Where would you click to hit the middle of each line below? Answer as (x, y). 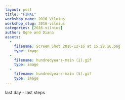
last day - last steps (25, 92)
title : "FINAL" (21, 14)
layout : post (19, 10)
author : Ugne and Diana (30, 33)
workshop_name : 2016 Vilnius (35, 19)
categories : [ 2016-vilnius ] (34, 28)
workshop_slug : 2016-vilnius (35, 23)
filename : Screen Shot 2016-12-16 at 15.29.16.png (67, 46)
